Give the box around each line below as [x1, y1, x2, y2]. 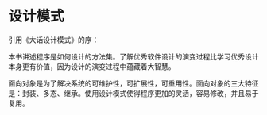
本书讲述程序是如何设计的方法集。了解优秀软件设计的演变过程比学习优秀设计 [8, 52, 259, 61]
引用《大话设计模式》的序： [8, 35, 99, 44]
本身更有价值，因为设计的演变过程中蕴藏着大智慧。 [8, 61, 176, 71]
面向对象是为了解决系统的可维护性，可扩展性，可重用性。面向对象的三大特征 [8, 79, 259, 88]
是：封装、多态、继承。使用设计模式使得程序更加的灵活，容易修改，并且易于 [8, 88, 259, 98]
